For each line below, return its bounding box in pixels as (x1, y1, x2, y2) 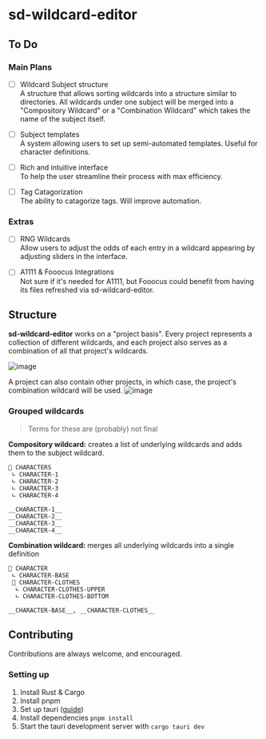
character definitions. (19, 147, 90, 157)
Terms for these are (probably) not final (27, 424, 158, 433)
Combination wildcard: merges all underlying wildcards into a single (8, 540, 234, 549)
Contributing (8, 628, 73, 641)
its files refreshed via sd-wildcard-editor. (19, 285, 155, 294)
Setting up (8, 669, 50, 681)
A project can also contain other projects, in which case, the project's (8, 377, 237, 387)
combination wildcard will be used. (8, 385, 123, 395)
